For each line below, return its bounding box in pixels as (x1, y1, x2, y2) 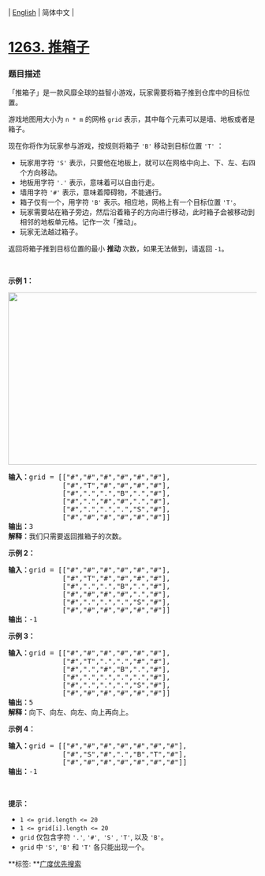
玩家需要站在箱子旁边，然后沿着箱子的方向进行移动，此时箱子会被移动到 (19, 207, 255, 217)
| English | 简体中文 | (8, 8, 75, 17)
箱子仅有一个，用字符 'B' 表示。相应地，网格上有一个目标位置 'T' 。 (19, 198, 241, 207)
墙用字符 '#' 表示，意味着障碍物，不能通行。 (19, 187, 166, 197)
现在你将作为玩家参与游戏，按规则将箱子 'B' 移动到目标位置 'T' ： (8, 142, 224, 151)
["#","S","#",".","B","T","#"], (62, 750, 188, 759)
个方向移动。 (19, 168, 62, 177)
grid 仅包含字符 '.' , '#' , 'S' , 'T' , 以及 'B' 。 (19, 833, 168, 842)
